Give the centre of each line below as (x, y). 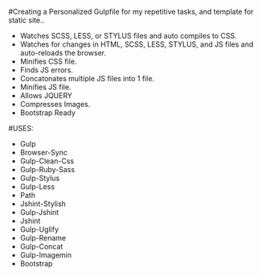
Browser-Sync (44, 152)
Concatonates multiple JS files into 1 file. (87, 78)
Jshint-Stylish (43, 204)
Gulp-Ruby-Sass (47, 169)
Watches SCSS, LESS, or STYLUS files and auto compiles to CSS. (128, 36)
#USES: (21, 128)
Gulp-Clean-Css (47, 161)
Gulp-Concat (41, 246)
